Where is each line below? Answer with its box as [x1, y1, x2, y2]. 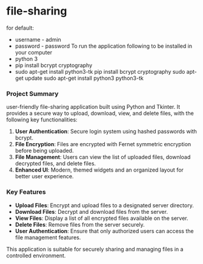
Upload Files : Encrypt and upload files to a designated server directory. [15, 201, 194, 209]
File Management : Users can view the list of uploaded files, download [15, 153, 191, 161]
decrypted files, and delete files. [15, 160, 96, 167]
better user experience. [15, 173, 74, 180]
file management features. [15, 234, 81, 241]
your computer [15, 48, 53, 56]
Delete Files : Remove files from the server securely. [15, 221, 145, 228]
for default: [6, 24, 35, 31]
